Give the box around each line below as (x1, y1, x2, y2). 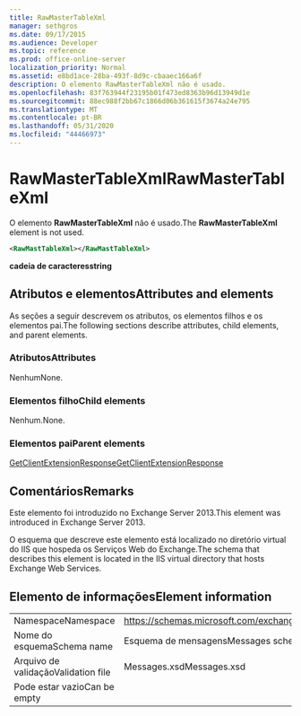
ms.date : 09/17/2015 (9, 30, 87, 39)
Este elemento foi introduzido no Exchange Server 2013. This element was (9, 508, 281, 519)
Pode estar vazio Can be (13, 681, 115, 694)
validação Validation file (13, 666, 111, 678)
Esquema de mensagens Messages (124, 634, 271, 647)
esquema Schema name (13, 641, 114, 653)
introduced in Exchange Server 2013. (9, 517, 146, 528)
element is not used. (9, 226, 85, 238)
